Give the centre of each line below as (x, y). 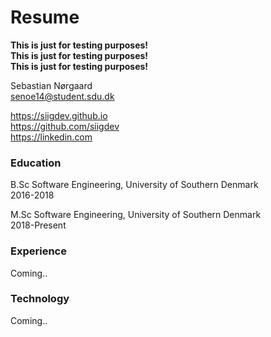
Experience (38, 251)
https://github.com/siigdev (65, 126)
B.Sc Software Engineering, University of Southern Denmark (134, 185)
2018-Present (38, 225)
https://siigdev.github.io (59, 115)
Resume (45, 17)
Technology (40, 299)
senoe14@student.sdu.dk (62, 96)
